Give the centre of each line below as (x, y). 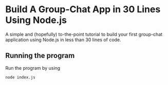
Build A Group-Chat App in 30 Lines (83, 9)
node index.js (21, 77)
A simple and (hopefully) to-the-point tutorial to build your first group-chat (84, 34)
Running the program (40, 56)
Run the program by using (33, 68)
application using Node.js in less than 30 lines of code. (63, 40)
